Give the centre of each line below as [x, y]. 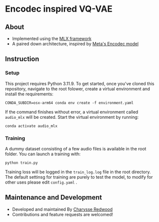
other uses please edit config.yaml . [41, 182]
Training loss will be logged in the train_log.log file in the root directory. [78, 172]
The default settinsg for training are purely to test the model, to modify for [79, 177]
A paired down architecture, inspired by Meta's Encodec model [75, 44]
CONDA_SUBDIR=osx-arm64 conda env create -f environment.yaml [69, 103]
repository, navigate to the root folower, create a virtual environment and [78, 89]
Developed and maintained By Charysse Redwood [62, 209]
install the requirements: [29, 94]
